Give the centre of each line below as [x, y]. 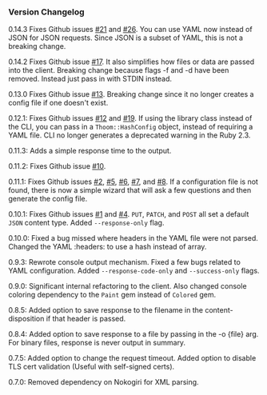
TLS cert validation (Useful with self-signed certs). [92, 367]
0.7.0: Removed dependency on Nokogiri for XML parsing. [104, 382]
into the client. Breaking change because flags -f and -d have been [119, 70]
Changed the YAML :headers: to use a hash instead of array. [108, 247]
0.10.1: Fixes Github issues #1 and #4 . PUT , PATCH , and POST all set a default [129, 214]
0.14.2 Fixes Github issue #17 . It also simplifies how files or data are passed [132, 62]
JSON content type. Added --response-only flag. [86, 223]
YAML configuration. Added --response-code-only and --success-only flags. [134, 271]
